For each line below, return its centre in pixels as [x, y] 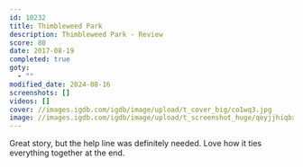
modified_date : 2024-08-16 [60, 84]
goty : [19, 68]
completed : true [40, 59]
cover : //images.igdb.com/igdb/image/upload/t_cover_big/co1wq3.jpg [141, 110]
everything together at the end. [67, 153]
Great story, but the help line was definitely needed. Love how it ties [136, 144]
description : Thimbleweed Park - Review [87, 34]
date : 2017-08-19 [42, 51]
